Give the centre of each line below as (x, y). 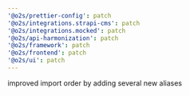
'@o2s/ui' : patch (36, 61)
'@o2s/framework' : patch (49, 46)
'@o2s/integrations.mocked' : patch (67, 30)
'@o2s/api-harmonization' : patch (63, 38)
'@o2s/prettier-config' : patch (59, 16)
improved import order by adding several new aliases (95, 83)
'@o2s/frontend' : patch (47, 53)
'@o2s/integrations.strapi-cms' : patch (74, 23)
